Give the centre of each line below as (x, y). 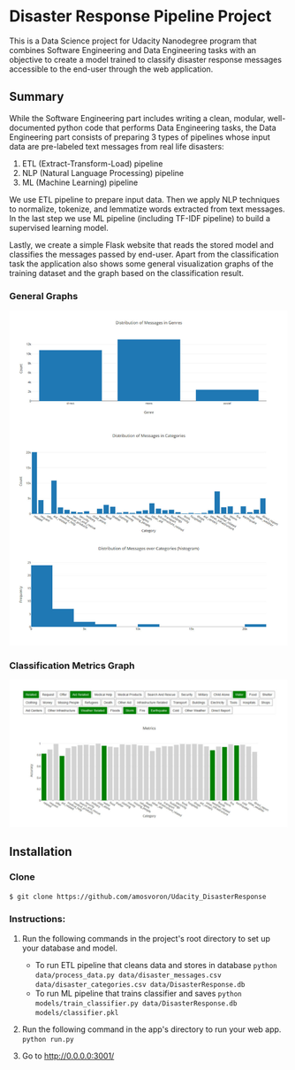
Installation (41, 852)
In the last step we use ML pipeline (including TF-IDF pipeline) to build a (140, 218)
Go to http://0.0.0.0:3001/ (68, 1056)
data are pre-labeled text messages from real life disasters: (117, 146)
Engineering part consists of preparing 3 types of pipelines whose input (140, 137)
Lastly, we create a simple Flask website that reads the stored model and (141, 244)
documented (32, 127)
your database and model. (69, 948)
